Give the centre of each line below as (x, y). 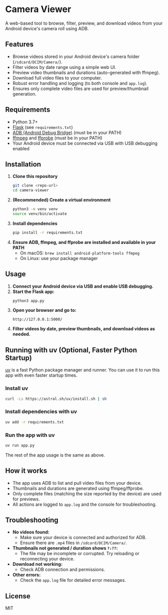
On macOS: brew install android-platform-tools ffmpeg (80, 253)
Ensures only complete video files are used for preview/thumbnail (80, 89)
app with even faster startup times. (41, 375)
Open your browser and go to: (44, 310)
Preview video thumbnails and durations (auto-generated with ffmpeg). (86, 72)
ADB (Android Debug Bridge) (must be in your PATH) (67, 132)
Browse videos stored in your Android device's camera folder (76, 56)
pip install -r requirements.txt (48, 232)
